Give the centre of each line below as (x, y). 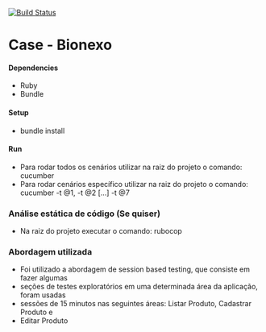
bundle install (42, 131)
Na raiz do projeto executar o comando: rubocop (101, 231)
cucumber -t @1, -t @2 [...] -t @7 (75, 193)
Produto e (36, 312)
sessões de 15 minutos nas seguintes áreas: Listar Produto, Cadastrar (136, 304)
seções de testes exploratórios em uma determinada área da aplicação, (139, 287)
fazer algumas (44, 278)
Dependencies (33, 68)
